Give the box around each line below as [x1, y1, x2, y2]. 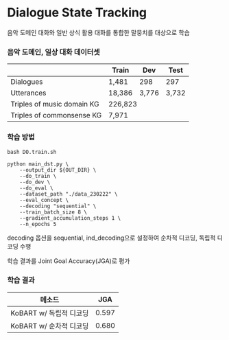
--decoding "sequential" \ [19, 203, 97, 209]
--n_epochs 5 [19, 220, 57, 227]
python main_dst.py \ [7, 160, 69, 168]
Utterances [10, 88, 47, 98]
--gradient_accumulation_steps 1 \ [19, 214, 121, 221]
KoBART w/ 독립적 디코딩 [10, 308, 89, 317]
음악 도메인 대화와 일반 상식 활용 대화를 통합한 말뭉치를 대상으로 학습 [7, 28, 190, 36]
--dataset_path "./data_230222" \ [19, 190, 118, 197]
